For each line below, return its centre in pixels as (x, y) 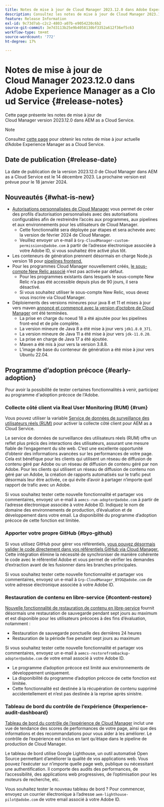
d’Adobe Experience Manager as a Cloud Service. (55, 144)
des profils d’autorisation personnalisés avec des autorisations (75, 214)
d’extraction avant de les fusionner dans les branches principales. (71, 564)
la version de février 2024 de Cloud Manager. (65, 235)
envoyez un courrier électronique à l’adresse (50, 794)
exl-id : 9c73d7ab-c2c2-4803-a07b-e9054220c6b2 (53, 23)
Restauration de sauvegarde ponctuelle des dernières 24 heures (77, 633)
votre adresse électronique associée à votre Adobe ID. (60, 585)
